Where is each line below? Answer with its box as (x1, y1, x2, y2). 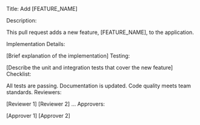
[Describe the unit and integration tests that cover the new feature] (6, 64, 173, 71)
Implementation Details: (6, 41, 65, 47)
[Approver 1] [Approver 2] (6, 112, 71, 119)
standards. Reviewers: (6, 89, 62, 96)
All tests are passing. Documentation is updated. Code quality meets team (6, 82, 192, 89)
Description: (6, 17, 37, 24)
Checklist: (6, 70, 32, 78)
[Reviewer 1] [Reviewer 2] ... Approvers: (6, 100, 105, 107)
